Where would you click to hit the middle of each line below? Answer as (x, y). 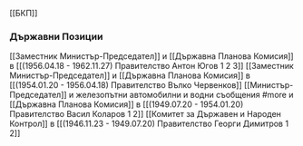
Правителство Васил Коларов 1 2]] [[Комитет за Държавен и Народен (145, 114)
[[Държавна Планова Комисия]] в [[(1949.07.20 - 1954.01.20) (127, 104)
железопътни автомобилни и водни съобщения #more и (185, 95)
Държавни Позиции (56, 36)
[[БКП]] (24, 13)
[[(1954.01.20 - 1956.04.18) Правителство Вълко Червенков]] (126, 85)
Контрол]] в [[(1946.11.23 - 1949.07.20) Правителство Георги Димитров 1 (149, 124)
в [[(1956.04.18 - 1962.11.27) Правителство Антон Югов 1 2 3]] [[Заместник (152, 66)
